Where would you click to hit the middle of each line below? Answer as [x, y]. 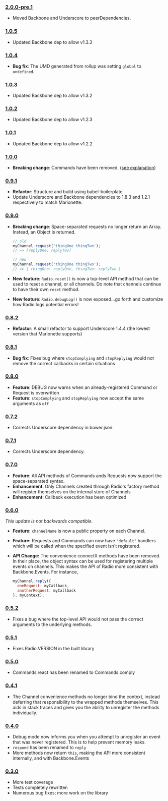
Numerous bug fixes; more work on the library [60, 793]
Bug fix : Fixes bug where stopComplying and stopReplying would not [83, 358]
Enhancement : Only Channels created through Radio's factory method [86, 486]
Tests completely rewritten [40, 787]
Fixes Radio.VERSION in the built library [53, 649]
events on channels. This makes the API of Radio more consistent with [85, 566]
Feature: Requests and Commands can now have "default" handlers [84, 540]
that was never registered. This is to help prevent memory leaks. [79, 742]
